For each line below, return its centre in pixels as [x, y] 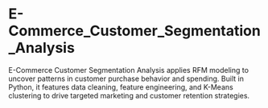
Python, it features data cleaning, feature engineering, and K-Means [121, 87]
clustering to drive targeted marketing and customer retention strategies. [129, 95]
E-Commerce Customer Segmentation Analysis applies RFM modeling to [129, 70]
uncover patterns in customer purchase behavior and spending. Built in [126, 78]
